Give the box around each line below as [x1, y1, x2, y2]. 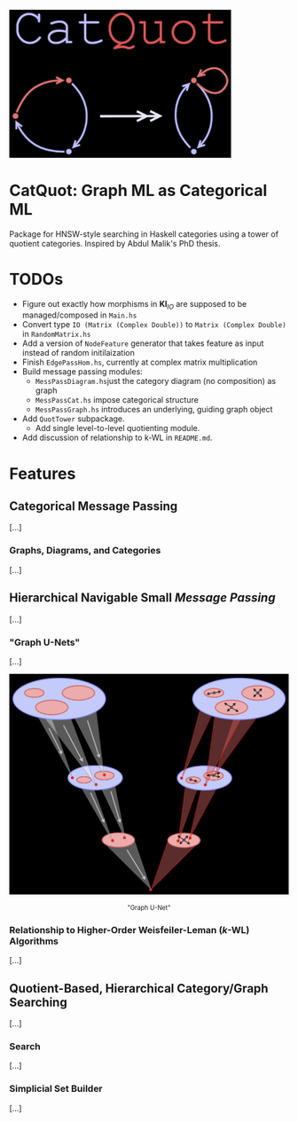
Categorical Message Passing [9, 498, 178, 514]
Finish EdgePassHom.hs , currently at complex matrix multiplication [21, 357, 258, 368]
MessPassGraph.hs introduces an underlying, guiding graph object [35, 404, 273, 415]
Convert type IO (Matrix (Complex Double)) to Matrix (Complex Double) [21, 319, 286, 330]
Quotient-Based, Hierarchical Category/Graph [9, 981, 269, 996]
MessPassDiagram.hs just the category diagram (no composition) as [35, 376, 277, 387]
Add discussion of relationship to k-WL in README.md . [21, 432, 213, 443]
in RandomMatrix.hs [21, 329, 91, 340]
